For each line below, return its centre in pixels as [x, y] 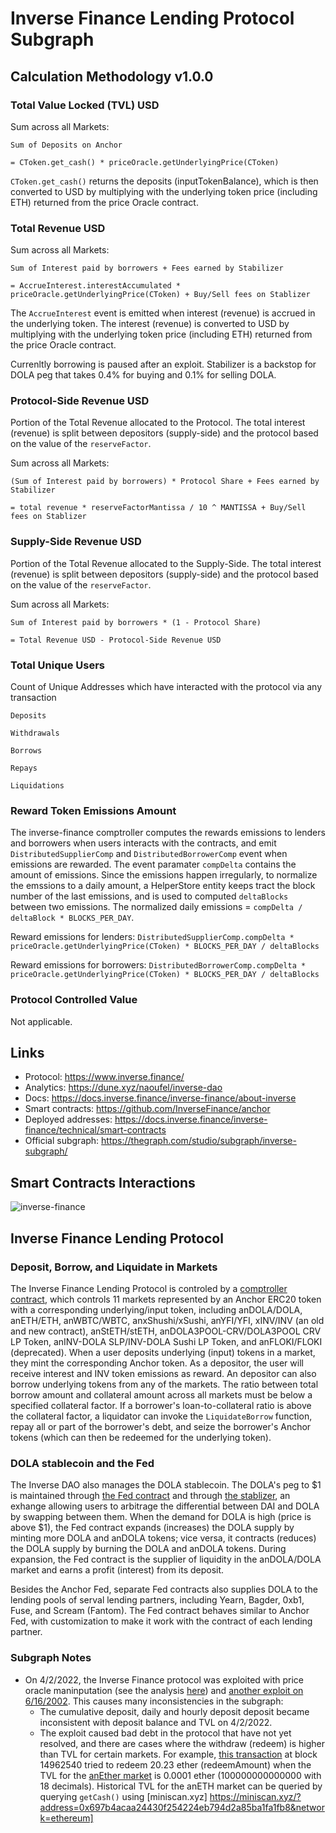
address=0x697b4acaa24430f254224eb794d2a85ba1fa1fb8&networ [182, 1807]
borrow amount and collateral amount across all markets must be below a [161, 1394]
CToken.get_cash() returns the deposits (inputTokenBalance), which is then [164, 181]
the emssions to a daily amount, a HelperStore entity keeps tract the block [163, 886]
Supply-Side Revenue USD [76, 542]
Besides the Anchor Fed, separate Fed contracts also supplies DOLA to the [164, 1589]
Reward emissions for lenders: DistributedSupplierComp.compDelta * [152, 937]
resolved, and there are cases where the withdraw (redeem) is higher [182, 1743]
